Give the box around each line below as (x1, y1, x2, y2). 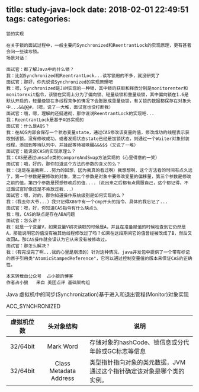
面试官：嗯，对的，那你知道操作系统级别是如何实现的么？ (6, 192, 126, 198)
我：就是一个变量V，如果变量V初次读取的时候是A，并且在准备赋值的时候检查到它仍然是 (6, 224, 187, 230)
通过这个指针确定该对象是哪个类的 (89, 367, 185, 375)
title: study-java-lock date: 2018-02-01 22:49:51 (6, 5, 189, 15)
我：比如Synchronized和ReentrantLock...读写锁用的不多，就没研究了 (6, 72, 160, 79)
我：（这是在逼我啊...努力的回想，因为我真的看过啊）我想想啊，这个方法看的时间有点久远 (6, 167, 193, 173)
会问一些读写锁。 (6, 49, 42, 55)
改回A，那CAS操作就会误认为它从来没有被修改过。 (6, 237, 110, 243)
